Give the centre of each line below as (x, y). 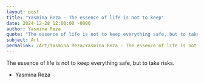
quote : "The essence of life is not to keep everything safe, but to (96, 35)
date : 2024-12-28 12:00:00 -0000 (49, 23)
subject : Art (23, 40)
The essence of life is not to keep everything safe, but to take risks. (90, 63)
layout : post (23, 12)
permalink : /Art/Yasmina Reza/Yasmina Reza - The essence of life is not (102, 46)
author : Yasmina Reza (34, 29)
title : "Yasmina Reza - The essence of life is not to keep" (85, 18)
